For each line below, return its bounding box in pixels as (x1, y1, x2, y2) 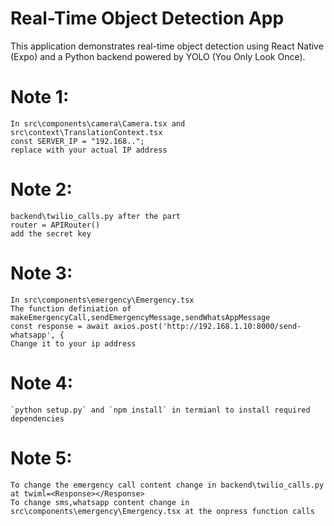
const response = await (10, 321, 110, 331)
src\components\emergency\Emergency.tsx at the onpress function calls (10, 506, 315, 516)
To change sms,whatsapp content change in (10, 497, 190, 507)
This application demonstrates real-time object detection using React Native (10, 40, 324, 52)
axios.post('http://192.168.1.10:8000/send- (113, 321, 302, 331)
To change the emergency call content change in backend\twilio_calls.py (10, 480, 325, 490)
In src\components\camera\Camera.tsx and (10, 118, 186, 129)
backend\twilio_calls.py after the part (10, 211, 182, 221)
